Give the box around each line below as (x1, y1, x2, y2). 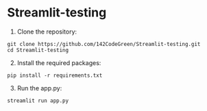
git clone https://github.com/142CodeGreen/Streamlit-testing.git (7, 40, 201, 47)
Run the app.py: (16, 84, 62, 92)
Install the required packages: (16, 58, 101, 66)
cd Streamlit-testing (7, 47, 69, 53)
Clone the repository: (16, 27, 77, 36)
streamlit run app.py (7, 97, 69, 104)
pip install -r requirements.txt (7, 72, 103, 79)
